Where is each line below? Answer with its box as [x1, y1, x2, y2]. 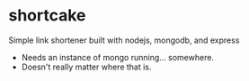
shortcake [8, 5, 86, 26]
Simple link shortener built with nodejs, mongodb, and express [8, 35, 240, 45]
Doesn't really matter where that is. [21, 61, 152, 72]
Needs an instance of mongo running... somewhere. [21, 52, 215, 62]
